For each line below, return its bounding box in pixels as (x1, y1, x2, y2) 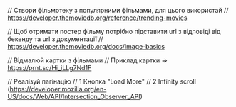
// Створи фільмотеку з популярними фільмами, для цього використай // (7, 6, 229, 14)
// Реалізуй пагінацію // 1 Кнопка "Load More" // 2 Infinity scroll (7, 77, 196, 86)
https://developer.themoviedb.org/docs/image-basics (7, 43, 165, 50)
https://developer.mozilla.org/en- (9, 85, 107, 93)
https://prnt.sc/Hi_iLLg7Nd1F (7, 64, 92, 72)
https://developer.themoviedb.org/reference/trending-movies (7, 13, 188, 22)
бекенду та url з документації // (7, 35, 103, 43)
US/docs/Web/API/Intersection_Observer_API (7, 92, 140, 101)
